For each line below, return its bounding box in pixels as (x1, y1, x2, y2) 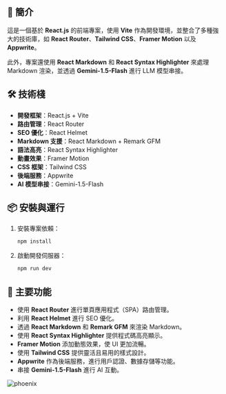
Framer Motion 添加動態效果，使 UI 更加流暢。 (17, 340, 150, 348)
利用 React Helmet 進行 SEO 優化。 (17, 314, 119, 322)
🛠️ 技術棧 (7, 89, 46, 100)
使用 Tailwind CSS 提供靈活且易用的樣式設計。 (17, 349, 150, 356)
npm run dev (17, 265, 52, 272)
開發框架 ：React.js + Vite (17, 111, 89, 119)
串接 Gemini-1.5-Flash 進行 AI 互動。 (17, 366, 123, 373)
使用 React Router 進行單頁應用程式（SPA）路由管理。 (17, 305, 173, 314)
